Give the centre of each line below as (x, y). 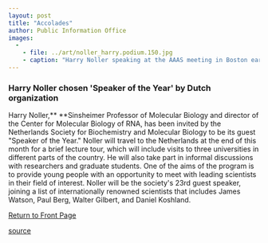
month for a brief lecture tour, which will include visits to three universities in (134, 149)
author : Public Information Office (67, 30)
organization (33, 98)
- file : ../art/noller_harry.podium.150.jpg (98, 53)
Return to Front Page (42, 215)
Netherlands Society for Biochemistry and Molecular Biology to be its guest (132, 132)
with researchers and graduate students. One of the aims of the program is (131, 166)
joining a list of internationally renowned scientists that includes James (124, 191)
